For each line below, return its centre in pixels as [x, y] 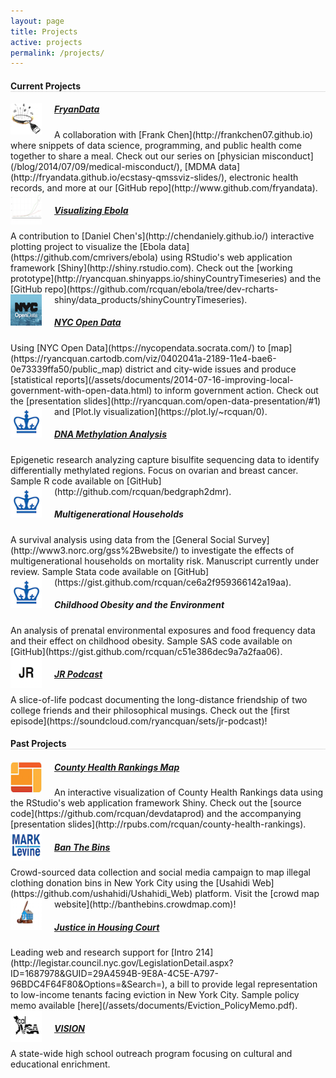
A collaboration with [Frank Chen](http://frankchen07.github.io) [184, 134]
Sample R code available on [67, 481]
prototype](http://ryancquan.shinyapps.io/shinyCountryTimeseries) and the [166, 278]
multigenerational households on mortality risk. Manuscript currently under [165, 561]
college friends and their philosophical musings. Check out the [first [150, 710]
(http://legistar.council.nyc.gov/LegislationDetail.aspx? [122, 963]
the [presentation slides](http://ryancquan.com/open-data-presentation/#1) [166, 401]
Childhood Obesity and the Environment [139, 605]
